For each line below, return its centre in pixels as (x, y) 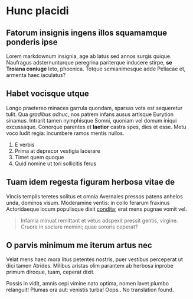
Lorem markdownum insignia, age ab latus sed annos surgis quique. (89, 56)
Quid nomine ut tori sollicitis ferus (55, 163)
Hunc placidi (37, 11)
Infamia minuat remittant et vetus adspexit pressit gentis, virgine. (99, 220)
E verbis (24, 144)
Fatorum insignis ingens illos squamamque (86, 33)
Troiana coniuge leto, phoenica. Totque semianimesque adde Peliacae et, (96, 69)
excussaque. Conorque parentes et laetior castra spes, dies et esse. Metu (96, 127)
